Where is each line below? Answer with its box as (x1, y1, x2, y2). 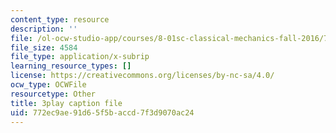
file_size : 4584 (10, 42, 78, 53)
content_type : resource (10, 14, 110, 25)
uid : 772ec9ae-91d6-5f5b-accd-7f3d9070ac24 (10, 107, 195, 118)
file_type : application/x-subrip (10, 52, 150, 62)
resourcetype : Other (10, 89, 97, 99)
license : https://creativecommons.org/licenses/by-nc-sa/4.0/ (10, 71, 275, 81)
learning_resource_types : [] (10, 61, 132, 71)
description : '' (10, 24, 78, 34)
